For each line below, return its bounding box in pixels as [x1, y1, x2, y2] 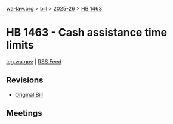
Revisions [6, 75, 44, 85]
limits [6, 39, 35, 52]
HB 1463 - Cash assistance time [6, 26, 168, 39]
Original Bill [14, 91, 44, 98]
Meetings [6, 108, 43, 118]
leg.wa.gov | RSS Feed [6, 58, 62, 65]
